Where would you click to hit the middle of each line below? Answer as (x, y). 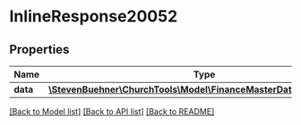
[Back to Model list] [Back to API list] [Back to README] (112, 112)
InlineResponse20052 (94, 17)
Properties (39, 50)
